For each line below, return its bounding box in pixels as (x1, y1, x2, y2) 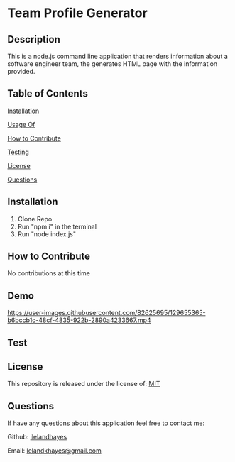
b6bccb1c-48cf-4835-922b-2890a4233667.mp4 (7, 316, 151, 324)
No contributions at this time (7, 269, 91, 277)
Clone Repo (17, 214, 53, 223)
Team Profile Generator (7, 5, 148, 21)
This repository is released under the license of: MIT (7, 380, 160, 388)
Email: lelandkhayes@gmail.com (7, 446, 102, 455)
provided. (7, 67, 35, 75)
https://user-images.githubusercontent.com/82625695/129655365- (7, 309, 206, 317)
